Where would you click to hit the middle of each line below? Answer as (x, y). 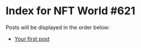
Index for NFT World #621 (70, 11)
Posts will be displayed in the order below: (58, 27)
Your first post (32, 39)
